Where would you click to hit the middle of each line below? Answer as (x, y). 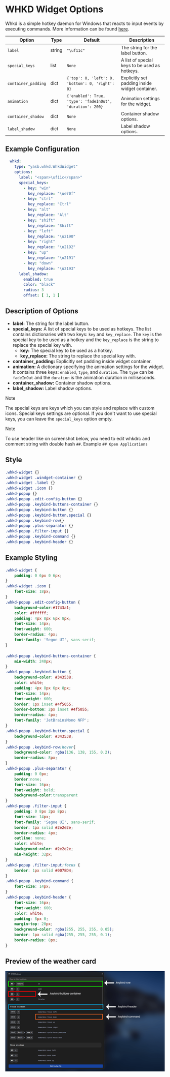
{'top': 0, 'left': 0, (91, 78)
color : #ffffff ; (32, 613)
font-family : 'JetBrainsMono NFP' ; (52, 721)
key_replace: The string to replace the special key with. (78, 356)
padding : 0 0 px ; (32, 774)
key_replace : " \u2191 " (52, 258)
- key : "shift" (39, 220)
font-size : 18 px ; (33, 592)
